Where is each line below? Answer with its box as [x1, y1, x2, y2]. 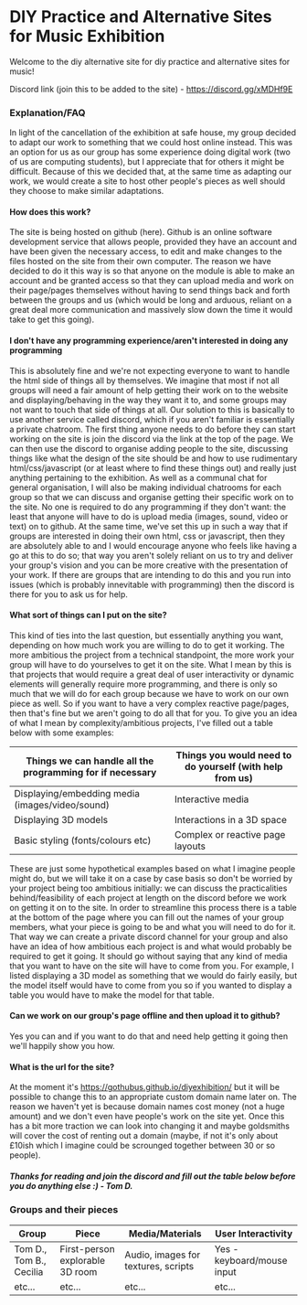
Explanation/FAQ [9, 106, 86, 119]
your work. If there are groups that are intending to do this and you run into [9, 569, 291, 580]
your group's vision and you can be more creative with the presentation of [9, 560, 289, 571]
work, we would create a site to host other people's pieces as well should [9, 176, 286, 187]
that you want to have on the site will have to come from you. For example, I [9, 960, 294, 971]
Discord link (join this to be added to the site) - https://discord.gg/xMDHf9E [9, 83, 293, 94]
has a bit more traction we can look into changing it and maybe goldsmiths [9, 1120, 291, 1131]
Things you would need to [175, 748, 292, 761]
